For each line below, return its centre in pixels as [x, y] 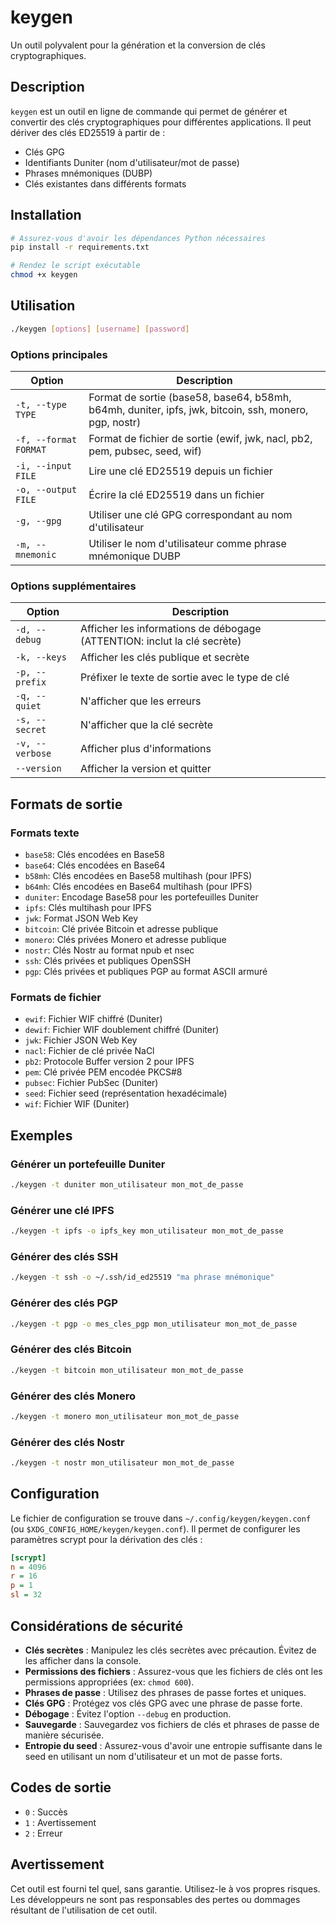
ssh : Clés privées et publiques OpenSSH [108, 961]
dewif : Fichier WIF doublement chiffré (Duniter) [122, 1030]
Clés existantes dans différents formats [105, 183]
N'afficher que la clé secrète [146, 725]
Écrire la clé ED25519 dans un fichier [176, 495]
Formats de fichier [56, 997]
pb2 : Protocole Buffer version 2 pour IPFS [109, 1062]
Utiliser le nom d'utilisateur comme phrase [187, 544]
